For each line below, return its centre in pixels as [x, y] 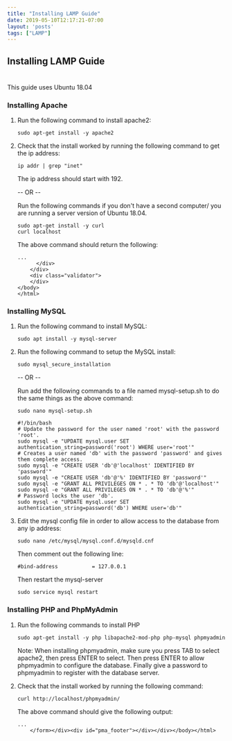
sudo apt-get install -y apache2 [65, 133]
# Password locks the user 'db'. [65, 496]
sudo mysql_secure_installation [64, 365]
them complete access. [50, 460]
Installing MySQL [37, 312]
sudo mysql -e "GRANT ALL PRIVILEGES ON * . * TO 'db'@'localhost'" [118, 484]
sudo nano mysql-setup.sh [54, 411]
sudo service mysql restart [57, 593]
